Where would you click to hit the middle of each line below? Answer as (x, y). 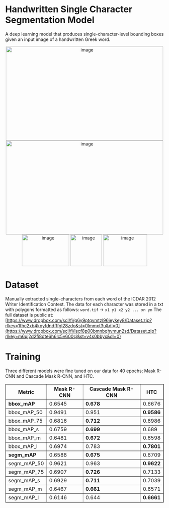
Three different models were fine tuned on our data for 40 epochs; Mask (80, 371)
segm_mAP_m (25, 489)
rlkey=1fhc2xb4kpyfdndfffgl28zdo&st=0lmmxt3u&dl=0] (63, 325)
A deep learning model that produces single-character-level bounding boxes (84, 34)
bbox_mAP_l (23, 446)
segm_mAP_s (24, 480)
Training (23, 357)
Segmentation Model (50, 20)
